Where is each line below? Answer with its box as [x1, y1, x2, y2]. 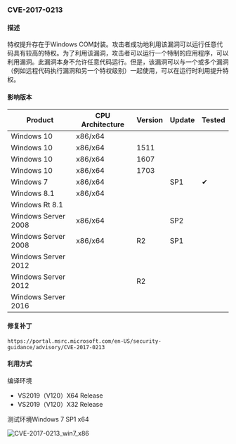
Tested [201, 115, 225, 125]
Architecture [81, 119, 125, 129]
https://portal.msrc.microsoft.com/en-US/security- [7, 337, 162, 345]
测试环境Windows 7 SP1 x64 [7, 414, 89, 423]
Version [136, 115, 164, 125]
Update [169, 115, 195, 125]
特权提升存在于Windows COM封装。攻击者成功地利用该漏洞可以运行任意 [7, 40, 217, 48]
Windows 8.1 [11, 188, 55, 198]
